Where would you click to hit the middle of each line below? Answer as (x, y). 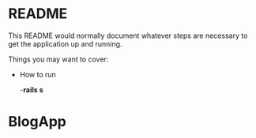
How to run (38, 74)
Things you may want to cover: (58, 59)
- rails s (31, 90)
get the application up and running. (65, 43)
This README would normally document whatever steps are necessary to (128, 35)
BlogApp (38, 122)
